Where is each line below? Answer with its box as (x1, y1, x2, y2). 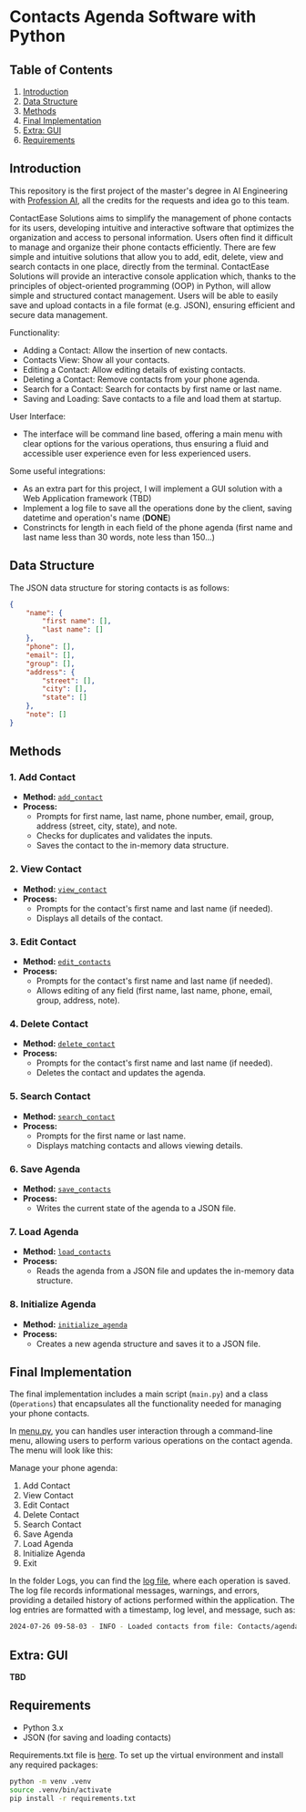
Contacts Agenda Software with (9, 6, 257, 27)
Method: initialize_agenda (22, 1319, 127, 1330)
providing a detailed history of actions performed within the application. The (9, 1595, 295, 1606)
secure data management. (9, 309, 108, 320)
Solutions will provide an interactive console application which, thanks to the (9, 271, 296, 282)
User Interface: (9, 410, 66, 421)
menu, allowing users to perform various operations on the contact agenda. (9, 1436, 293, 1447)
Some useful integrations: (9, 465, 107, 476)
